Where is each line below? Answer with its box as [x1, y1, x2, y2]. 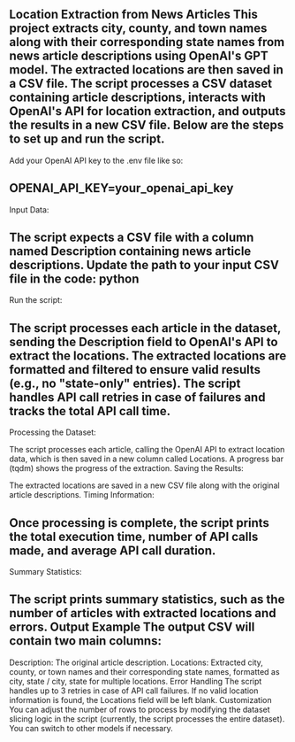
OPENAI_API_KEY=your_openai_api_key [9, 181, 234, 196]
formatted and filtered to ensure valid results [9, 362, 261, 377]
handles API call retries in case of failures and [9, 390, 266, 405]
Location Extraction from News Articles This [9, 7, 258, 22]
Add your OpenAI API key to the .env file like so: [9, 155, 184, 166]
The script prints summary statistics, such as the [9, 592, 285, 607]
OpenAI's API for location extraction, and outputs [9, 104, 286, 119]
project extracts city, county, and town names [9, 21, 268, 36]
